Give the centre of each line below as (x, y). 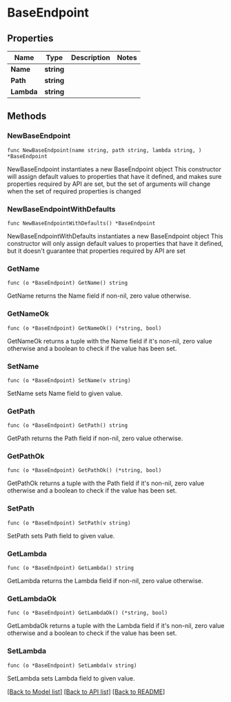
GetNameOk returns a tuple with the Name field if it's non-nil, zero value (110, 341)
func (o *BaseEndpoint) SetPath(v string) (69, 523)
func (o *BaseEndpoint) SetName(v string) (69, 380)
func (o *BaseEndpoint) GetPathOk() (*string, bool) (84, 471)
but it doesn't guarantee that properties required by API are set (97, 251)
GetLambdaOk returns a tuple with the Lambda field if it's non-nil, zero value (116, 626)
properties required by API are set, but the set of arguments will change (109, 184)
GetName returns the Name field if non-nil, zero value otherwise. (99, 296)
